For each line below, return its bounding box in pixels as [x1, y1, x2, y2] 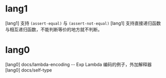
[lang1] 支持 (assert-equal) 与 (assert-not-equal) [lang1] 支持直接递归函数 [5, 20, 161, 26]
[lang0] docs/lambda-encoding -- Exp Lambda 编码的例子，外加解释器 [5, 61, 152, 67]
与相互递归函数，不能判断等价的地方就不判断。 [5, 26, 102, 32]
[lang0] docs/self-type [5, 67, 52, 73]
